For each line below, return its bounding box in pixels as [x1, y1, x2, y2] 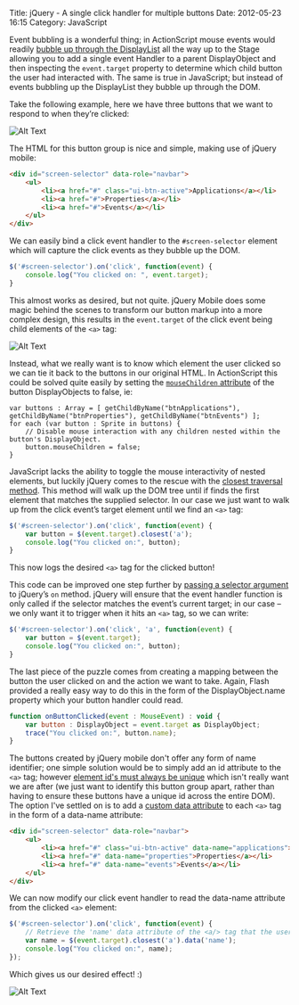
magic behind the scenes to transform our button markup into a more [9, 304, 263, 315]
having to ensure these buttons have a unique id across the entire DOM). [9, 791, 276, 802]
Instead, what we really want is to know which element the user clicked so [9, 358, 281, 368]
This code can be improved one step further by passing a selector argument [9, 580, 289, 590]
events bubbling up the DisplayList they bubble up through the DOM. [9, 82, 261, 92]
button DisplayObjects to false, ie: [9, 386, 133, 397]
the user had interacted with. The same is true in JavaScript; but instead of [9, 72, 283, 83]
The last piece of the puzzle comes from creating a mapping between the [9, 666, 279, 677]
